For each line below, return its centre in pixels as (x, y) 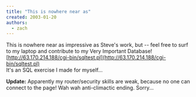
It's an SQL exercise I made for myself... (55, 70)
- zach (19, 28)
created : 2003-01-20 (32, 17)
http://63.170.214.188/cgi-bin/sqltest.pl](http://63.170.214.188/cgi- (87, 57)
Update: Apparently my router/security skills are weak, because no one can (98, 82)
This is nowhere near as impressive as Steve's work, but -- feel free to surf (97, 45)
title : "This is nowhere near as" (49, 12)
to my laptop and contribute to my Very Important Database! (79, 51)
